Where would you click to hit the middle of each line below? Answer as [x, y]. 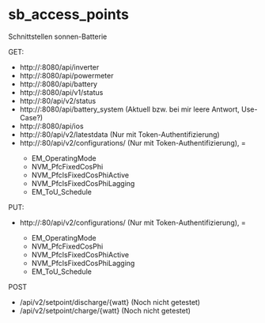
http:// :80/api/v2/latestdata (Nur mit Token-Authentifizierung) [119, 134]
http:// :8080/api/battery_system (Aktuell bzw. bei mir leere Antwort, [129, 109]
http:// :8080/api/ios [52, 126]
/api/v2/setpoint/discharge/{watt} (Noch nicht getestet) [110, 302]
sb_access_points [68, 15]
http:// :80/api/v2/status [58, 101]
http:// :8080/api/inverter [59, 67]
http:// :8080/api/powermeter [66, 75]
